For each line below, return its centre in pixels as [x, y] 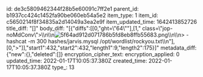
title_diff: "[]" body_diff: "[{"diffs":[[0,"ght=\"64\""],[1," [74, 28]
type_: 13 [63, 67]
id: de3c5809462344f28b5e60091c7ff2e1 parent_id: [73, 9]
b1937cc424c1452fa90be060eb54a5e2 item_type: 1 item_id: [82, 15]
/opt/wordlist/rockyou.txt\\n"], [138, 41]
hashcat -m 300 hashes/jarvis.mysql [53, 41]
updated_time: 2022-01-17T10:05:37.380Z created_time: [77, 61]
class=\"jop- [157, 28]
